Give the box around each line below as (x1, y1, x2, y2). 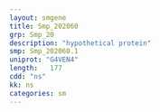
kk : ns (9, 80, 34, 89)
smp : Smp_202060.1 (9, 47, 79, 56)
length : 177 (9, 64, 63, 73)
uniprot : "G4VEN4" (9, 55, 79, 64)
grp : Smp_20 (9, 30, 54, 39)
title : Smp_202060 (9, 22, 79, 31)
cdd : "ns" (9, 72, 47, 81)
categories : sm (9, 89, 67, 98)
